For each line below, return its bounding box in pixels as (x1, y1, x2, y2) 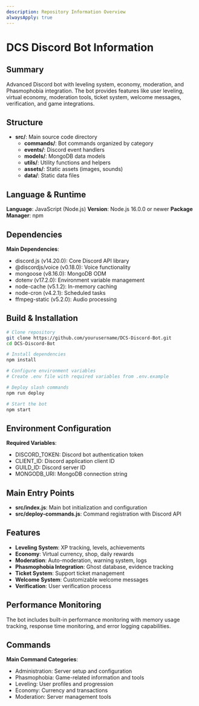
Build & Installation (6, 313, 79, 323)
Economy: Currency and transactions (15, 687, 108, 694)
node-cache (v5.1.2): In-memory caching (15, 282, 117, 290)
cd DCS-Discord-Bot (6, 340, 56, 346)
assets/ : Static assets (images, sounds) (24, 166, 123, 173)
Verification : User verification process (15, 582, 112, 589)
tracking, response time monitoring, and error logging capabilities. (6, 622, 171, 629)
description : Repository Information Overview (6, 8, 126, 15)
